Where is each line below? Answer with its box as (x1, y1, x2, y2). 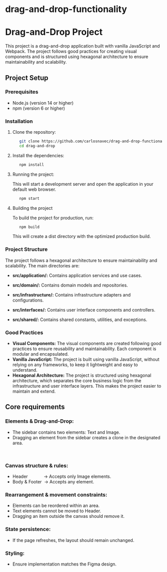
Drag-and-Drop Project (5, 27, 103, 38)
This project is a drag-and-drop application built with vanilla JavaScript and (5, 43, 161, 49)
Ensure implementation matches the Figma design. (12, 561, 117, 567)
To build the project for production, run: (12, 214, 94, 221)
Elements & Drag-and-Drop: (5, 418, 74, 425)
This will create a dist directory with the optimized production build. (12, 233, 151, 239)
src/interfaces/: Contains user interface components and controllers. (12, 307, 156, 313)
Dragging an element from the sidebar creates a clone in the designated (12, 434, 161, 440)
